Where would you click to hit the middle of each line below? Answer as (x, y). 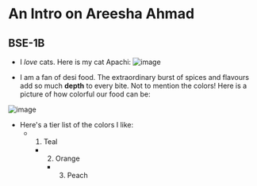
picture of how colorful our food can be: (85, 94)
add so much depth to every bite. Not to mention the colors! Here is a (133, 85)
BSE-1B (27, 43)
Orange (68, 158)
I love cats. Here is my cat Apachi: (75, 62)
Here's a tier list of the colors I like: (77, 125)
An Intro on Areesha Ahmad (102, 14)
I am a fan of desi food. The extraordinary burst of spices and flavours (134, 77)
